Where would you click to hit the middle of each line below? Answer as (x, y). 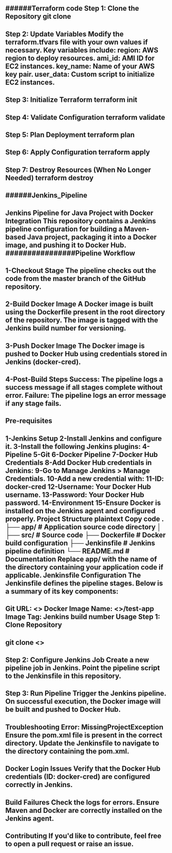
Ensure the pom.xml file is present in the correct (84, 735)
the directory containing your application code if (84, 567)
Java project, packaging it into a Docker (92, 237)
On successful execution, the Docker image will (83, 701)
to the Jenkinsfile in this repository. (63, 676)
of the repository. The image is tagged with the (82, 320)
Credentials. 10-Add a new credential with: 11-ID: (85, 478)
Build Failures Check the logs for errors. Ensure (82, 802)
